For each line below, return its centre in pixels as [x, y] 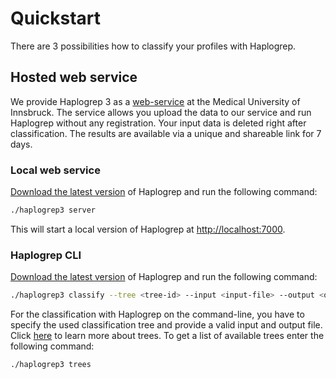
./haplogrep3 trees [51, 365]
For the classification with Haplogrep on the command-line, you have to [157, 314]
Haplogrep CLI [46, 255]
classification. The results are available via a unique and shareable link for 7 [166, 133]
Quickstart [56, 18]
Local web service [55, 170]
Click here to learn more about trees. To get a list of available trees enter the [167, 336]
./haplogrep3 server [53, 210]
